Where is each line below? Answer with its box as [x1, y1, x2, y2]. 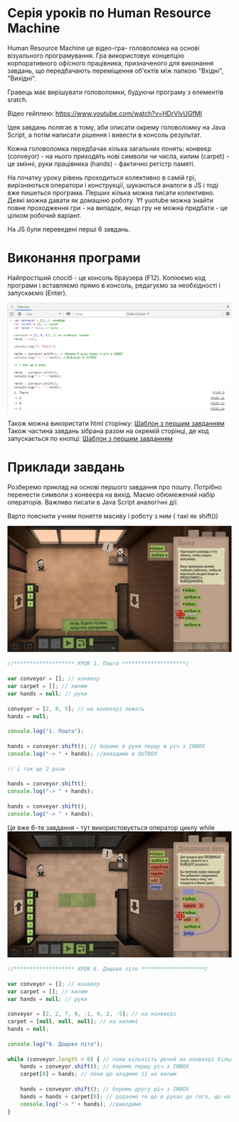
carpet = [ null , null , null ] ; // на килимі [7, 1018, 139, 1025]
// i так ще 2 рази [7, 765, 65, 772]
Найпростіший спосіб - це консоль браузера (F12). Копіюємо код [7, 273, 206, 282]
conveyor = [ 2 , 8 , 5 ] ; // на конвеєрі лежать [7, 705, 144, 712]
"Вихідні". [7, 73, 37, 83]
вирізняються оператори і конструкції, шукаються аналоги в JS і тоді [7, 180, 219, 189]
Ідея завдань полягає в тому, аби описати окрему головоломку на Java [7, 123, 226, 131]
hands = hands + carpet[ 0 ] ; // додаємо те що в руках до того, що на [20, 1093, 231, 1100]
